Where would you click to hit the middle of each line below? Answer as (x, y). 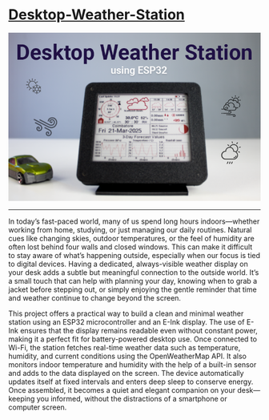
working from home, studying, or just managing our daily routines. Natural (130, 229)
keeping (22, 398)
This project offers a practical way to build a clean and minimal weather (126, 313)
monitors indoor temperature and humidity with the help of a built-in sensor (132, 364)
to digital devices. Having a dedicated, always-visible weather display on (128, 264)
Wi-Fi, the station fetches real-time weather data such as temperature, (124, 347)
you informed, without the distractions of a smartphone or (132, 398)
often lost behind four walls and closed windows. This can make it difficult (130, 247)
